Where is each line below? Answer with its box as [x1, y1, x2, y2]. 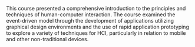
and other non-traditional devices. [6, 36, 89, 42]
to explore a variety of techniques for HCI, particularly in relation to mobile [6, 30, 186, 37]
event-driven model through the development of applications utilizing [6, 17, 174, 24]
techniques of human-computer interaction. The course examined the [6, 11, 176, 18]
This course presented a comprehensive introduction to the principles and [6, 5, 186, 12]
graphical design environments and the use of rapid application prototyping [6, 23, 190, 30]
